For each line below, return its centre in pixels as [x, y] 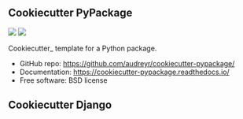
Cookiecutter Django [60, 105]
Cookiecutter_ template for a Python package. [83, 48]
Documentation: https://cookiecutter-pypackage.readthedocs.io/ [124, 72]
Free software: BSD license [63, 80]
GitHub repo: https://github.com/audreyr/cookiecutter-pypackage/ [127, 63]
